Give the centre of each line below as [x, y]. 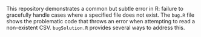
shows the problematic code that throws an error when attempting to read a [101, 21]
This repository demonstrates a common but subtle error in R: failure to [95, 9]
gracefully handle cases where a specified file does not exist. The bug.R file [100, 15]
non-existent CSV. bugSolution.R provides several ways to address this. [96, 27]
